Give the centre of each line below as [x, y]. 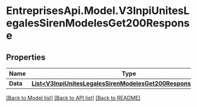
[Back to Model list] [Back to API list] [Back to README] [73, 98]
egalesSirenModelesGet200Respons [98, 23]
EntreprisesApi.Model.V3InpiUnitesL [98, 11]
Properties [26, 57]
